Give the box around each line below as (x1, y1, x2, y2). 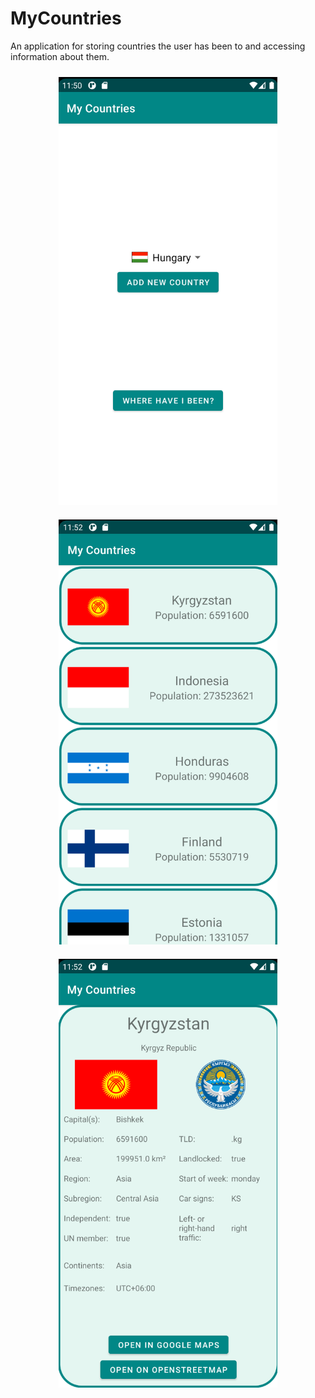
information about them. (10, 50, 110, 62)
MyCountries (10, 7, 122, 30)
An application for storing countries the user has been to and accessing (10, 40, 306, 52)
